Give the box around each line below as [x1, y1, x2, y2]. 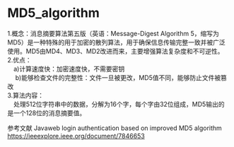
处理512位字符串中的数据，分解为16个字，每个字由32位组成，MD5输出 [13, 100, 219, 108]
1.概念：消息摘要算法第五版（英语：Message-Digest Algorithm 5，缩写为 [7, 29, 219, 37]
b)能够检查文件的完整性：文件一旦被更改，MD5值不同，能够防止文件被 [15, 73, 221, 82]
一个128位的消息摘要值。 [13, 108, 86, 117]
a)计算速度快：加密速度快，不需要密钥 [13, 64, 125, 73]
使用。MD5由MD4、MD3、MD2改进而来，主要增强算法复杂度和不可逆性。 [7, 47, 224, 55]
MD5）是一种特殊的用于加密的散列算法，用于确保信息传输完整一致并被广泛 [7, 37, 226, 47]
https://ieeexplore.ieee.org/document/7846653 [7, 131, 145, 140]
